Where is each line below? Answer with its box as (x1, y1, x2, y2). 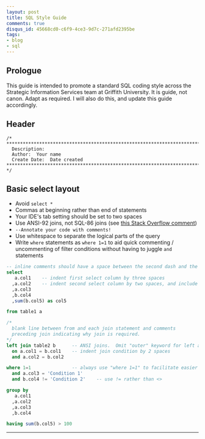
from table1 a (6, 309, 43, 315)
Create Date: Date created (12, 156, 84, 162)
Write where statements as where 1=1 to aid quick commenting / (15, 239, 174, 246)
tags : (6, 32, 20, 38)
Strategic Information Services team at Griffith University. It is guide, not (6, 88, 187, 95)
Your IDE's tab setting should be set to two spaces (15, 213, 142, 220)
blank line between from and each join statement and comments (12, 325, 176, 332)
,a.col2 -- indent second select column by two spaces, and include (12, 280, 198, 287)
